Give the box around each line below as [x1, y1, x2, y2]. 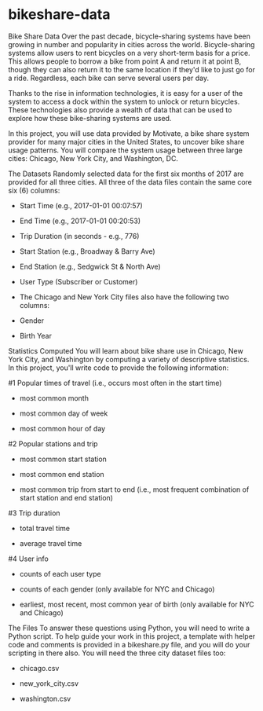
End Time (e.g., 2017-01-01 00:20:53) [19, 216, 141, 225]
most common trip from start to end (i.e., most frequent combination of [19, 485, 250, 494]
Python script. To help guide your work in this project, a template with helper [8, 631, 256, 641]
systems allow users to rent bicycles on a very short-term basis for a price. [8, 48, 250, 57]
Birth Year [19, 331, 53, 340]
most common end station [19, 469, 104, 478]
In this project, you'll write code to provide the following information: [8, 363, 229, 372]
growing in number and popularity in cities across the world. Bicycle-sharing [8, 39, 255, 49]
